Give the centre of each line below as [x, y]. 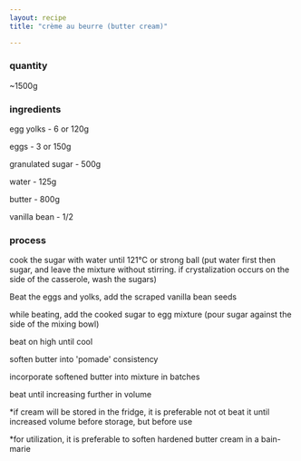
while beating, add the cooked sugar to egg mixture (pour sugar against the [150, 315]
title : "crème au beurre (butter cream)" [89, 26]
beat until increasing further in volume [81, 395]
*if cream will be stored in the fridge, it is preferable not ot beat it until [140, 412]
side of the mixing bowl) [54, 324]
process [28, 240]
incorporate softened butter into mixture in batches [105, 377]
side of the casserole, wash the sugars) [83, 280]
